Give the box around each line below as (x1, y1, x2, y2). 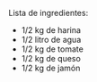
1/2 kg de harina (21, 25, 82, 35)
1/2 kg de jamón (21, 62, 81, 73)
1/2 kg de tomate (21, 44, 84, 54)
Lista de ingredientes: (8, 8, 89, 18)
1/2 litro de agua (21, 35, 82, 45)
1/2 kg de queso (21, 53, 82, 63)
